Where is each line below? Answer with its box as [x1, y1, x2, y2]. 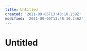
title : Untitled [5, 7, 38, 12]
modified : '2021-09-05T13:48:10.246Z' [5, 16, 84, 21]
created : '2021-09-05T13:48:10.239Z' [5, 12, 82, 17]
